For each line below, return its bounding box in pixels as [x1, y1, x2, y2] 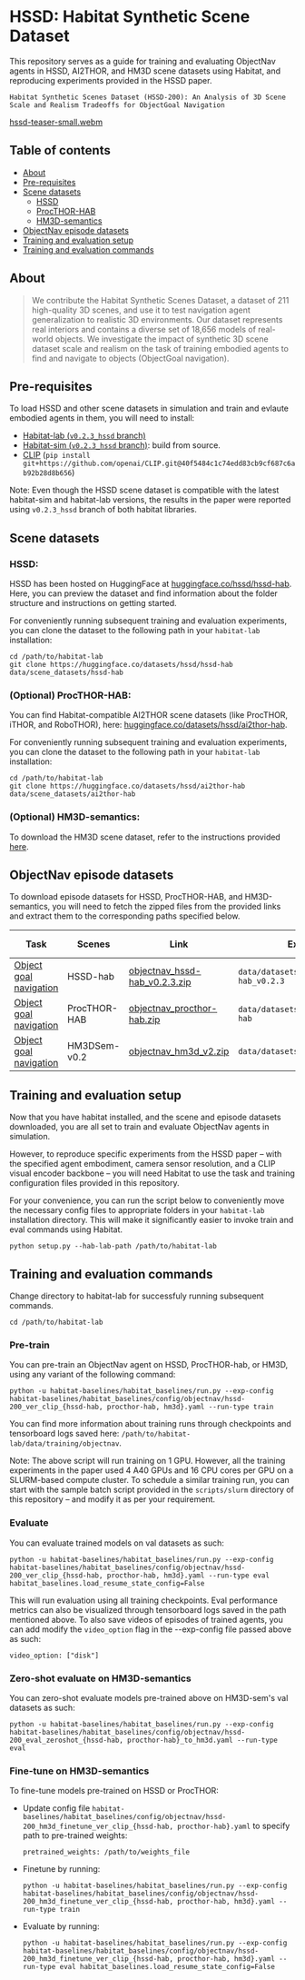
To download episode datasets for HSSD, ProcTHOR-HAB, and [9, 891, 243, 902]
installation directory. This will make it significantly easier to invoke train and [9, 1215, 294, 1226]
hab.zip [128, 1013, 161, 1026]
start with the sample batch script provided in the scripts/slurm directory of [9, 1484, 295, 1496]
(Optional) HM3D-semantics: [9, 811, 141, 823]
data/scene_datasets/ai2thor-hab [9, 790, 136, 799]
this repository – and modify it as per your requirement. [9, 1494, 216, 1505]
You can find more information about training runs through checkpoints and [9, 1418, 292, 1429]
